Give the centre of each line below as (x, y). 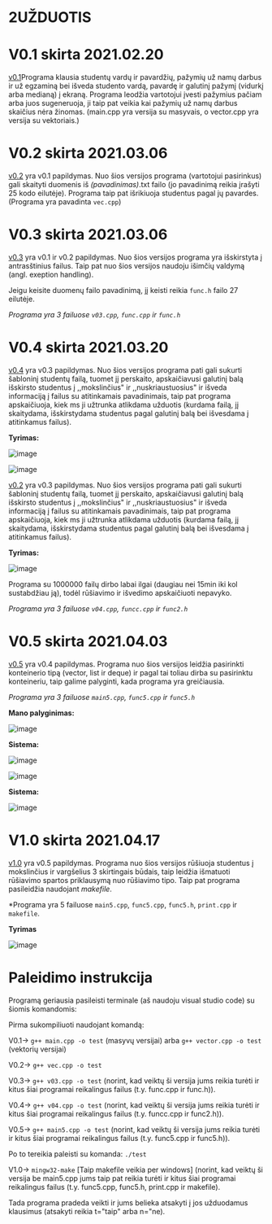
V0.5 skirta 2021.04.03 (88, 642)
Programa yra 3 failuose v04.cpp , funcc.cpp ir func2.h (98, 608)
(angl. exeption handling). (51, 274)
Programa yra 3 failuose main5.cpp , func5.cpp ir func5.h (102, 697)
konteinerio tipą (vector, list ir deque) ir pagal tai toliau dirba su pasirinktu (131, 672)
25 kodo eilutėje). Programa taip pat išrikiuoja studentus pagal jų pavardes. (134, 193)
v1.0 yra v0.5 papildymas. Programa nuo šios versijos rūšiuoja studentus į (131, 863)
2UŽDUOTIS (50, 17)
